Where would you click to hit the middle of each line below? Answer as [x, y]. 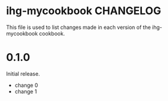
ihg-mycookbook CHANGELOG [84, 11]
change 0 [26, 85]
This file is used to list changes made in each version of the [78, 27]
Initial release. [23, 74]
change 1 [26, 91]
